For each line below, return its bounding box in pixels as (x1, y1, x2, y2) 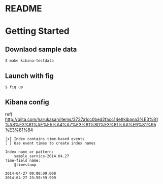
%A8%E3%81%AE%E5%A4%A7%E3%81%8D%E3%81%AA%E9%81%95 (5, 121, 157, 127)
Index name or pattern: (5, 149, 54, 154)
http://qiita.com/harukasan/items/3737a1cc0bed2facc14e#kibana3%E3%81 (5, 116, 158, 122)
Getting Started (5, 26, 70, 37)
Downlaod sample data (5, 45, 77, 53)
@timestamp (14, 162, 36, 167)
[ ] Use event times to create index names (5, 141, 96, 146)
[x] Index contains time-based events (5, 136, 85, 141)
